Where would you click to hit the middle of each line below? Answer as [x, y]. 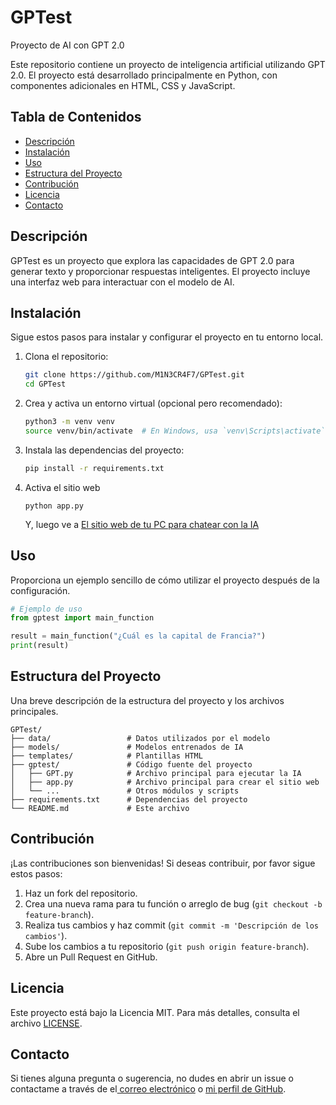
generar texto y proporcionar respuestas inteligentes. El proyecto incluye [160, 271]
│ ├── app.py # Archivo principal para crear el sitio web [165, 782]
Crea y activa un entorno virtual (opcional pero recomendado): [153, 403]
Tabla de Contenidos [76, 117]
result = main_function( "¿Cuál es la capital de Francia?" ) [138, 636]
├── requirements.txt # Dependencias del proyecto [129, 799]
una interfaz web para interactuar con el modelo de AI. [122, 282]
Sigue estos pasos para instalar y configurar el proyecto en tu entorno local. [167, 337]
